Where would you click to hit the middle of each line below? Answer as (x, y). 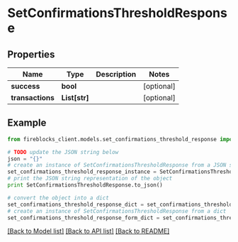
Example (27, 123)
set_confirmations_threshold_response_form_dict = (84, 218)
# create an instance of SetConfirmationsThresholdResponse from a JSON (117, 165)
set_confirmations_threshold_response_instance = (82, 172)
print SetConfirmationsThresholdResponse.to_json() (85, 185)
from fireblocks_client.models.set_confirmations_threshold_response (112, 139)
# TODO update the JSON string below (63, 152)
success (25, 86)
